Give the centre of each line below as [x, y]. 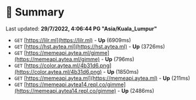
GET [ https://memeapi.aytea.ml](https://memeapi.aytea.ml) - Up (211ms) [102, 78]
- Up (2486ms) [136, 90]
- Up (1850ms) [121, 71]
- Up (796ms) [118, 59]
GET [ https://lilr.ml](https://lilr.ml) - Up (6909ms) [73, 40]
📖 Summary [35, 12]
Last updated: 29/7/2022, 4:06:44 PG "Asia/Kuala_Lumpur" [81, 29]
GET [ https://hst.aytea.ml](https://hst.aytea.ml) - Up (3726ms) [90, 46]
